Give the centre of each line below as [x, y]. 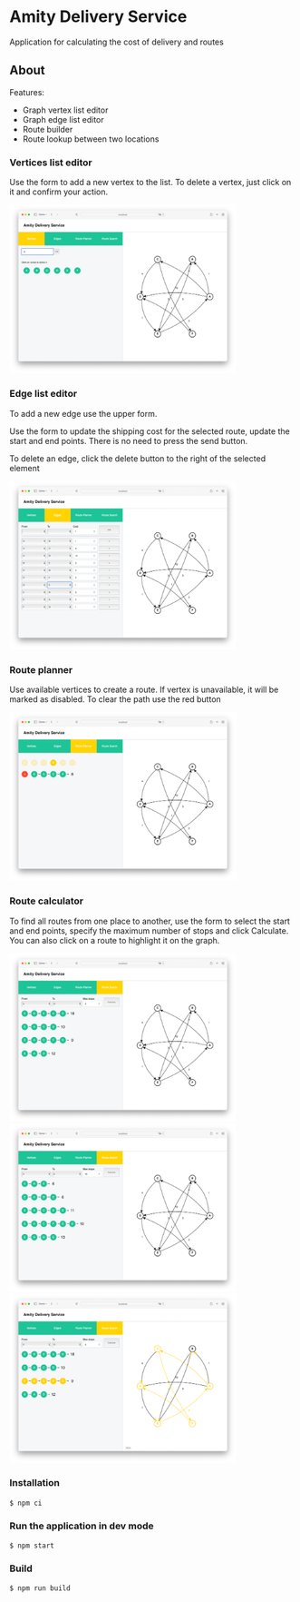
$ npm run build [40, 1588]
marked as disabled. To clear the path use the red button [116, 699]
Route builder [48, 129]
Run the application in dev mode [82, 1526]
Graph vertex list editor [65, 110]
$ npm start [32, 1546]
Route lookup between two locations [91, 139]
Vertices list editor [51, 163]
